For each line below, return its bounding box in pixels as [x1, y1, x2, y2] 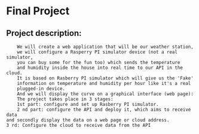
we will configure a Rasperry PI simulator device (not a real [17, 49, 178, 55]
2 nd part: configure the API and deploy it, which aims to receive [17, 106, 191, 112]
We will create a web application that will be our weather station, [17, 44, 194, 50]
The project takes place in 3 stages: [17, 96, 114, 102]
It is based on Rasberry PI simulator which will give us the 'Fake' [17, 75, 194, 81]
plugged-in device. [17, 86, 66, 92]
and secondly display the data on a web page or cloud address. [6, 117, 170, 123]
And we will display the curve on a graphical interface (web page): [17, 91, 194, 97]
